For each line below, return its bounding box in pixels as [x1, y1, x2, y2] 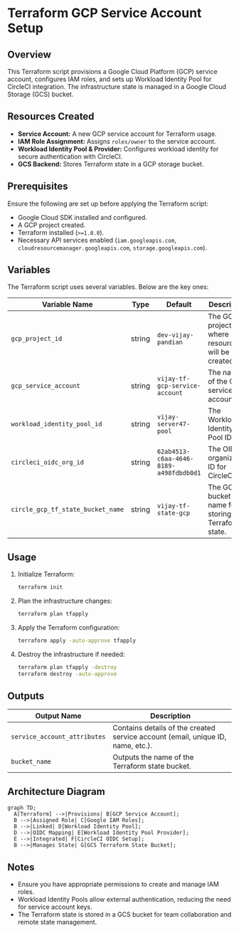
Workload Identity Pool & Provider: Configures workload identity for [17, 144, 219, 153]
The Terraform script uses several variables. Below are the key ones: [7, 283, 209, 291]
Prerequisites [7, 180, 68, 193]
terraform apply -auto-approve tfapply [17, 637, 137, 644]
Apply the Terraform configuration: [17, 623, 120, 631]
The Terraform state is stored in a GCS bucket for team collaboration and [17, 910, 232, 919]
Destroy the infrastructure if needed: [17, 650, 125, 658]
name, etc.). [112, 741, 153, 751]
